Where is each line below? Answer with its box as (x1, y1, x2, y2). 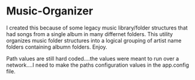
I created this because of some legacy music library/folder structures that (6, 24, 188, 31)
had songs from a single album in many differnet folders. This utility (6, 30, 173, 37)
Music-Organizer (6, 4, 94, 18)
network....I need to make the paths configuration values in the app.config (6, 61, 190, 69)
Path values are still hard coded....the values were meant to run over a (6, 55, 179, 62)
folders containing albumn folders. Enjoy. (6, 43, 107, 51)
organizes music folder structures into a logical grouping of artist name (6, 37, 182, 44)
